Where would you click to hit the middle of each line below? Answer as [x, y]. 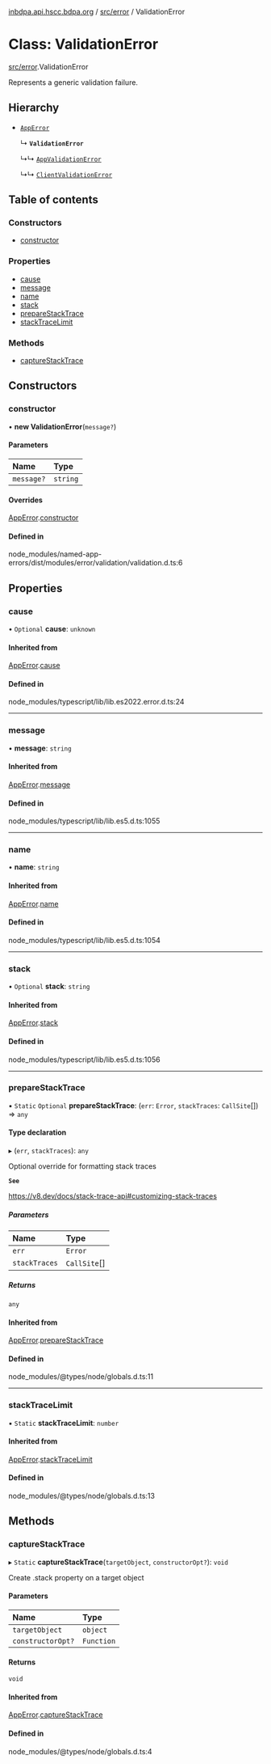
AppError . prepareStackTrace [56, 1340]
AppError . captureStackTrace [56, 1715]
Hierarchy [34, 108]
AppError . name [33, 903]
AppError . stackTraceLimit [50, 1459]
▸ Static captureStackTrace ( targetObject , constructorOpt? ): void [118, 1562]
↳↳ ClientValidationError [66, 174]
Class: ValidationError [83, 44]
